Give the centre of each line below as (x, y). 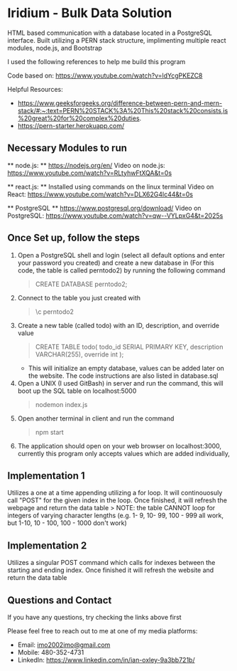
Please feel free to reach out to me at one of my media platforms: (103, 631)
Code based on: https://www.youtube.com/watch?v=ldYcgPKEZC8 (105, 75)
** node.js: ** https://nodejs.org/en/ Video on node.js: (86, 165)
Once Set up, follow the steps (74, 238)
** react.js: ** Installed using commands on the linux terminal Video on (111, 186)
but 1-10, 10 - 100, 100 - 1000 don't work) (67, 523)
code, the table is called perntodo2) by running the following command (121, 270)
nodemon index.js (61, 404)
